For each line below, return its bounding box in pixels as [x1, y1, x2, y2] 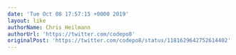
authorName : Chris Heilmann [7, 24, 91, 31]
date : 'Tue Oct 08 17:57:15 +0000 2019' [7, 10, 130, 18]
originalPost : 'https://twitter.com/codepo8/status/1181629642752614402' [7, 37, 232, 44]
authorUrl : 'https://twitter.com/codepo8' [7, 30, 135, 38]
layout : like [7, 17, 46, 24]
